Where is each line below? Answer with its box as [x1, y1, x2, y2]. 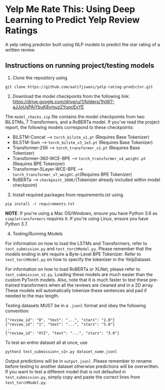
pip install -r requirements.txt [5, 201, 75, 206]
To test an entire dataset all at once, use [5, 339, 87, 345]
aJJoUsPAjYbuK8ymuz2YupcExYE [12, 104, 84, 110]
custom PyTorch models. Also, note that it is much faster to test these [5, 277, 148, 283]
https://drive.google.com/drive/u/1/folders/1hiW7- [12, 98, 115, 104]
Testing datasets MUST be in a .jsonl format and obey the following [5, 302, 146, 308]
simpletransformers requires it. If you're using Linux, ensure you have [5, 215, 148, 221]
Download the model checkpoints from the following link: [12, 93, 130, 99]
